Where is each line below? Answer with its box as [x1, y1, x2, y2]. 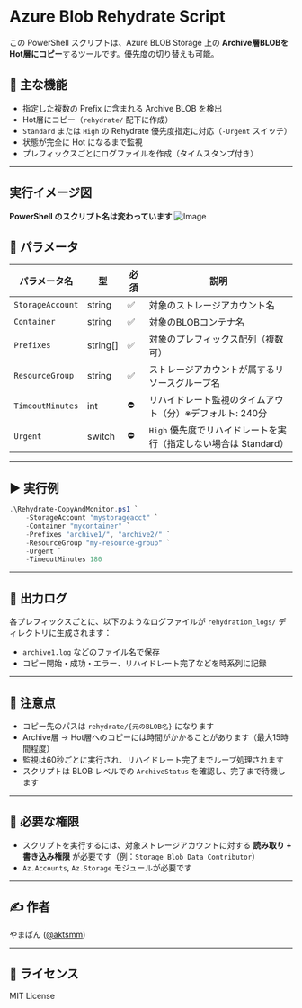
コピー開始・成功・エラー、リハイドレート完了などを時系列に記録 [22, 658, 267, 669]
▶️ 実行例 [9, 480, 59, 495]
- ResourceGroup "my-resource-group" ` [25, 538, 171, 548]
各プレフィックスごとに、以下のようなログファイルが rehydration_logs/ [9, 616, 277, 627]
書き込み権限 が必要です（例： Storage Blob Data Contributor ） [22, 851, 261, 861]
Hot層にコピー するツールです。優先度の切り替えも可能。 [9, 48, 219, 59]
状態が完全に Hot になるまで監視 [22, 137, 144, 147]
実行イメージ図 [9, 185, 93, 201]
